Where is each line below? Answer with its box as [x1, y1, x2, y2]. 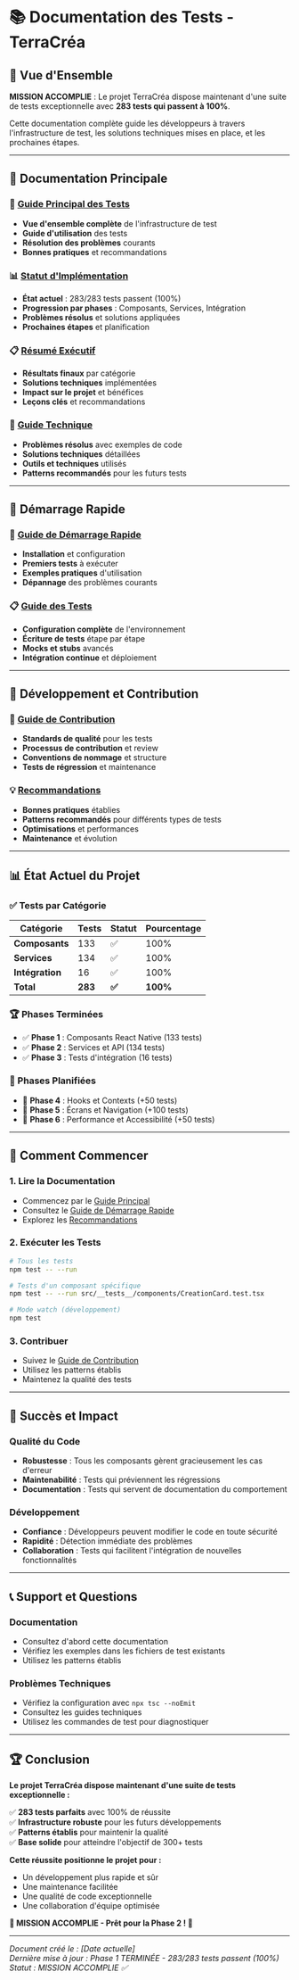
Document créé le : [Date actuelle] [9, 1943, 135, 1954]
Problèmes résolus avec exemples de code [21, 439, 182, 450]
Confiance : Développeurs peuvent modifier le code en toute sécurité [21, 1527, 278, 1537]
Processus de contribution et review [21, 742, 158, 754]
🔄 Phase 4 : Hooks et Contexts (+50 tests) [21, 1095, 178, 1106]
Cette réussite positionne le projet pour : [9, 1855, 162, 1866]
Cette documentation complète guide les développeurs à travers [9, 118, 246, 128]
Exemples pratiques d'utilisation [21, 567, 142, 578]
